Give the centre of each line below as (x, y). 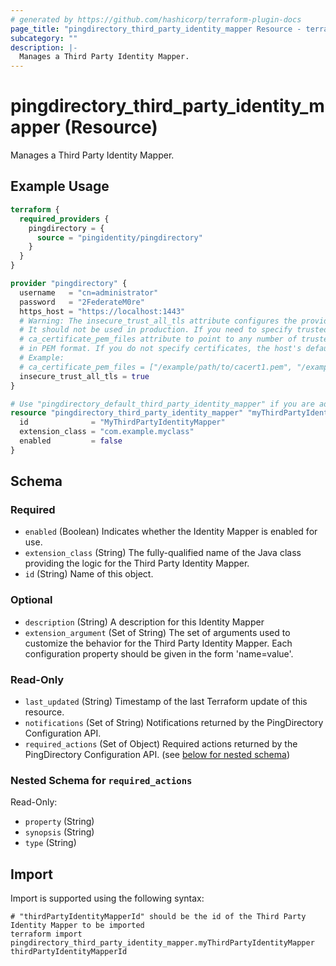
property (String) (59, 822)
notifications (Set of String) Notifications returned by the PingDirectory (174, 723)
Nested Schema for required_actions (101, 780)
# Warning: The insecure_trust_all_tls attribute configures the (158, 321)
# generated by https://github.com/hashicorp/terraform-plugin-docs (156, 19)
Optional (31, 600)
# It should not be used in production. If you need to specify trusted (174, 330)
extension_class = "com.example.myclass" (107, 432)
